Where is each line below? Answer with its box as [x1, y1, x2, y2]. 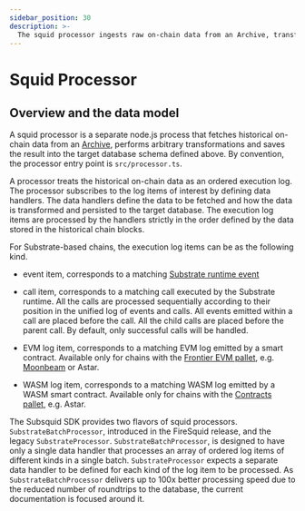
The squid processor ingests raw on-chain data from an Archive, [17, 30, 271, 39]
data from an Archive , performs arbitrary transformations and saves [31, 139, 286, 150]
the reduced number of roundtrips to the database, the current [9, 484, 243, 495]
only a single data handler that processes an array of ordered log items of [9, 446, 285, 457]
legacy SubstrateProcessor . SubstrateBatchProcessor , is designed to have [9, 436, 286, 447]
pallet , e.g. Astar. [22, 398, 86, 409]
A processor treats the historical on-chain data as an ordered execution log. [9, 176, 293, 187]
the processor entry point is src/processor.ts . [9, 158, 183, 169]
